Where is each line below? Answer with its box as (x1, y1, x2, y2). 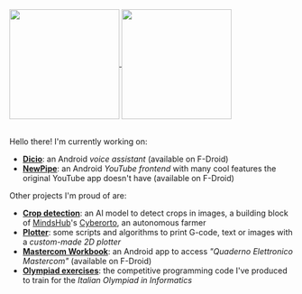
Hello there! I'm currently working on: (9, 136, 148, 147)
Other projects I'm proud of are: (9, 190, 127, 201)
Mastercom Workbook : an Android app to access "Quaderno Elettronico (22, 246, 293, 256)
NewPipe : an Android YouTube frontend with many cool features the (22, 163, 277, 174)
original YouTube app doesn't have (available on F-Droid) (22, 173, 234, 183)
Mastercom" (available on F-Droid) (22, 256, 152, 266)
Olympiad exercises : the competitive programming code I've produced (22, 265, 288, 276)
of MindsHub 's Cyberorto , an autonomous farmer (22, 217, 206, 228)
